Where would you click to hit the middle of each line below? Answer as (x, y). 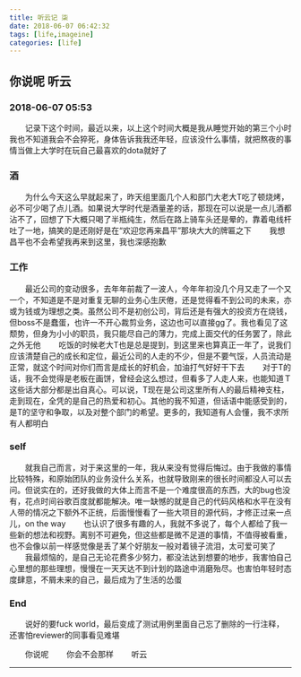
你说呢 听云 (40, 81)
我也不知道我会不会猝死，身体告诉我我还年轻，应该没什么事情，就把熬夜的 (146, 139)
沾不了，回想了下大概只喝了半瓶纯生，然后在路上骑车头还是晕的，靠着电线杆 (150, 220)
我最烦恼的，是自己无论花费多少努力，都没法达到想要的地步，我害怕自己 (158, 557)
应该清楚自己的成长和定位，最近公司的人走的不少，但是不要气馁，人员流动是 (150, 356)
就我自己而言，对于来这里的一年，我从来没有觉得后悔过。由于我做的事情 (158, 467)
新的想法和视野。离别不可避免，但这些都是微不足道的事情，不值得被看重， (154, 534)
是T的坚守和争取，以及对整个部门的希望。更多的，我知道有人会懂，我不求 (146, 412)
